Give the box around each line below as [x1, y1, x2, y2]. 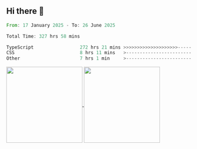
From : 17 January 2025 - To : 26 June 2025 [6, 22, 116, 28]
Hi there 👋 [6, 6, 44, 16]
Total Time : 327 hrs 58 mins [6, 33, 80, 40]
